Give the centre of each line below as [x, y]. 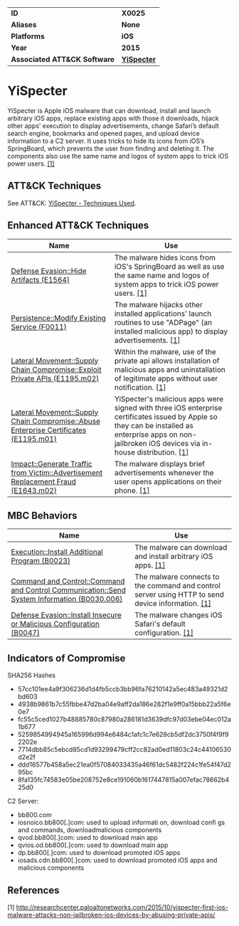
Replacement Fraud [44, 481]
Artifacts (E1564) [40, 280]
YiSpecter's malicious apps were [169, 399]
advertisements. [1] [147, 340]
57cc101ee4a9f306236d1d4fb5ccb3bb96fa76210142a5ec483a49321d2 [123, 689]
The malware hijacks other [158, 304]
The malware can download [181, 548]
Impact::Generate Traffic [52, 464]
